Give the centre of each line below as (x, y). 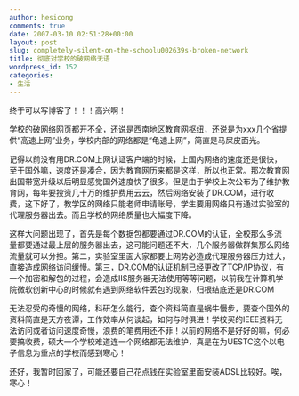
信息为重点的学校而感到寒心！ (71, 352)
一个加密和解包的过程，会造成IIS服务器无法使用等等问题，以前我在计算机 (142, 278)
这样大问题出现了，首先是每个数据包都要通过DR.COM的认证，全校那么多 (142, 233)
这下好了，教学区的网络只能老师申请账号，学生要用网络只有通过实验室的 (157, 203)
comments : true (37, 26)
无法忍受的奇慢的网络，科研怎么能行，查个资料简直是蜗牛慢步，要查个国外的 (149, 308)
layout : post (33, 42)
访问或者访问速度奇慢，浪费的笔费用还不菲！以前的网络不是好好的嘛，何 (149, 330)
